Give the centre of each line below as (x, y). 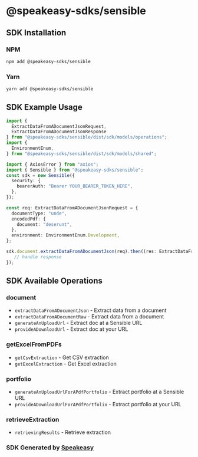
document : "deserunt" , (44, 224)
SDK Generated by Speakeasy (50, 448)
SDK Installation (36, 33)
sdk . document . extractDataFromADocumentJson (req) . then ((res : (82, 252)
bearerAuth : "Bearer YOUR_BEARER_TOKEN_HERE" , (75, 186)
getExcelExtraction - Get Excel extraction (65, 363)
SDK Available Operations (55, 281)
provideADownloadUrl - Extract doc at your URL (71, 329)
